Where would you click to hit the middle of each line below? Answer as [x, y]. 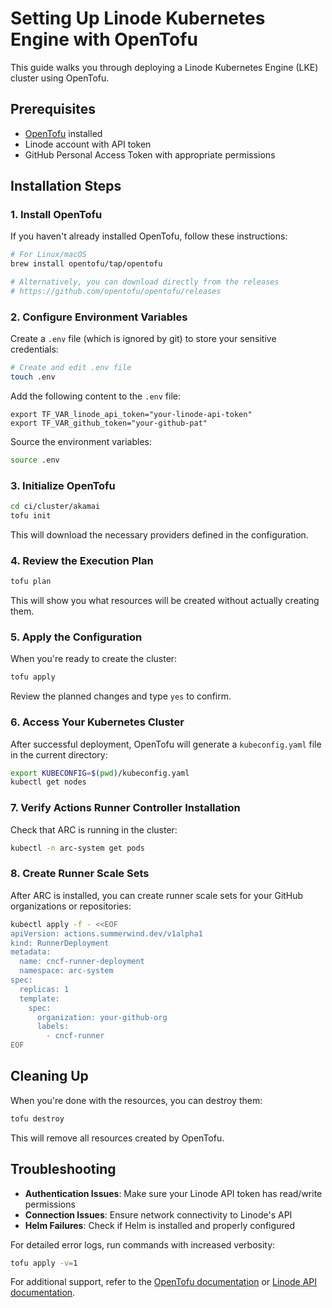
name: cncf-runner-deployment [82, 962]
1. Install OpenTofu [56, 215]
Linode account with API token [88, 144]
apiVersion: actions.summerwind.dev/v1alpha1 [106, 933]
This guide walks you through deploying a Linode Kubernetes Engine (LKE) [164, 67]
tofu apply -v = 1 [44, 1263]
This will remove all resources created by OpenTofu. [117, 1138]
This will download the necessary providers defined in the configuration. [159, 534]
